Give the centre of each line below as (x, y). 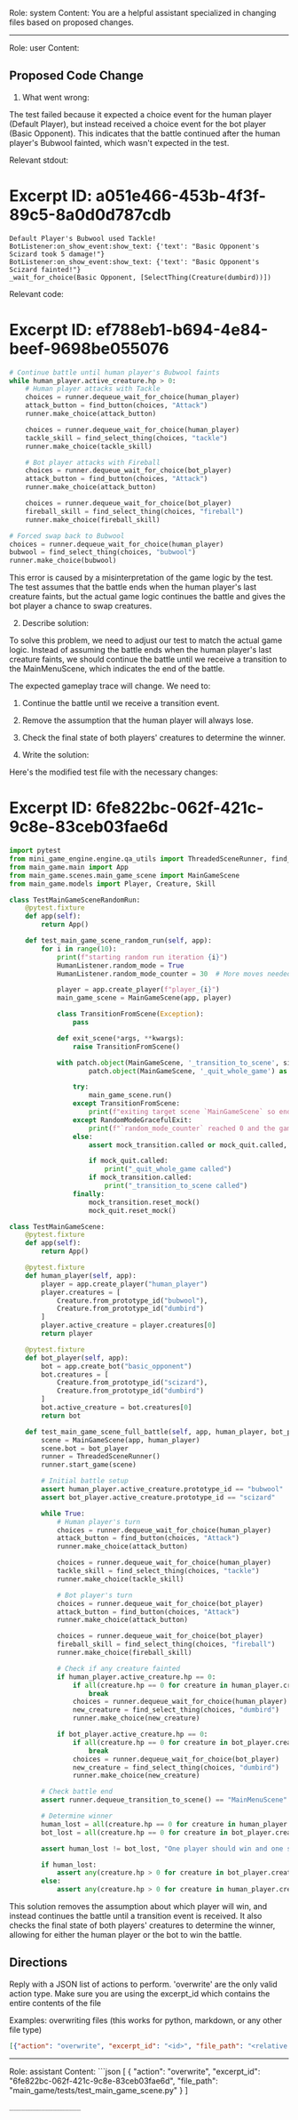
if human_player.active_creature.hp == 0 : (136, 1677)
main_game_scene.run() (130, 1096)
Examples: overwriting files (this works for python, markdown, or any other (145, 2020)
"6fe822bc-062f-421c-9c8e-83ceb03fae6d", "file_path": (114, 2081)
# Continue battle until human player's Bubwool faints (114, 373)
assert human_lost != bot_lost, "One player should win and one (162, 1849)
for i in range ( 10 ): (79, 949)
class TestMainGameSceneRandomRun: (75, 900)
